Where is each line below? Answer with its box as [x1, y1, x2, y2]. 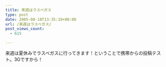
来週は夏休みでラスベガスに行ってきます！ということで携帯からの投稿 [5, 50, 152, 56]
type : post [5, 12, 29, 17]
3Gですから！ [14, 56, 43, 62]
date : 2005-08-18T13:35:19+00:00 [5, 17, 77, 22]
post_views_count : [5, 26, 44, 31]
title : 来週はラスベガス [5, 7, 52, 13]
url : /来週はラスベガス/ [5, 21, 52, 27]
